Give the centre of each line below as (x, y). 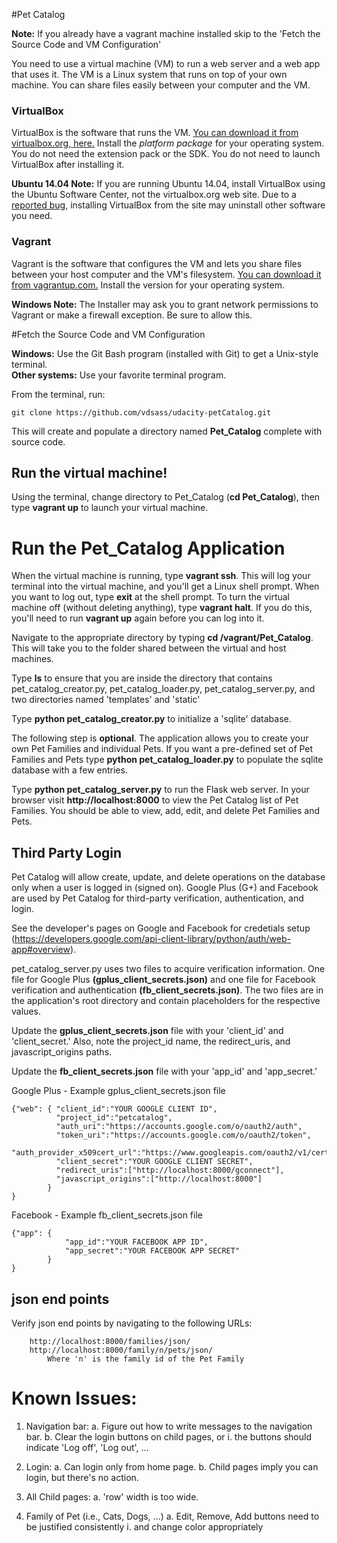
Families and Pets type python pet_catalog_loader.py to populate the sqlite (167, 760)
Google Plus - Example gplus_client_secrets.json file (118, 1091)
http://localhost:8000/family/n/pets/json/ (121, 1350)
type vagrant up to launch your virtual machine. (110, 508)
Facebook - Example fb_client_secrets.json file (107, 1215)
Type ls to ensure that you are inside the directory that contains (142, 678)
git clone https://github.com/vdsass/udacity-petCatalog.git (141, 412)
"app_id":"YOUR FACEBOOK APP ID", (136, 1242)
